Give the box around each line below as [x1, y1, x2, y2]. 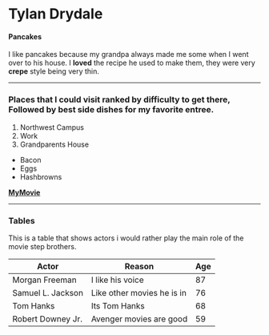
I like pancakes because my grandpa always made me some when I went [8, 50, 249, 59]
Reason [124, 260, 155, 272]
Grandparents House [19, 139, 90, 149]
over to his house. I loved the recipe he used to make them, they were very [8, 58, 256, 68]
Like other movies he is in [90, 287, 187, 298]
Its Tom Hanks [90, 300, 146, 311]
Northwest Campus [19, 122, 84, 132]
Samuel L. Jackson [12, 287, 84, 298]
